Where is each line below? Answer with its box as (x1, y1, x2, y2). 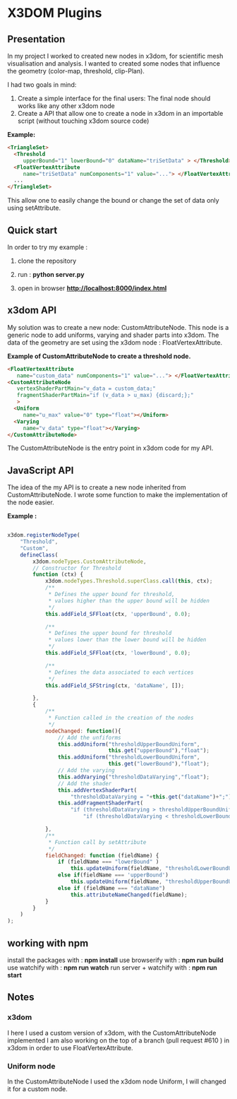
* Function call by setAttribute (48, 838, 147, 845)
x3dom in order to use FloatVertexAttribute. (7, 1043, 133, 1052)
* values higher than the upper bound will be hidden (48, 597, 210, 605)
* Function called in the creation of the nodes (48, 715, 194, 722)
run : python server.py (17, 270, 85, 278)
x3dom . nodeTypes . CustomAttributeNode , (32, 558, 147, 565)
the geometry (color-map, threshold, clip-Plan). (7, 67, 145, 75)
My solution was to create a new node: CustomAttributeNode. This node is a (7, 323, 229, 331)
